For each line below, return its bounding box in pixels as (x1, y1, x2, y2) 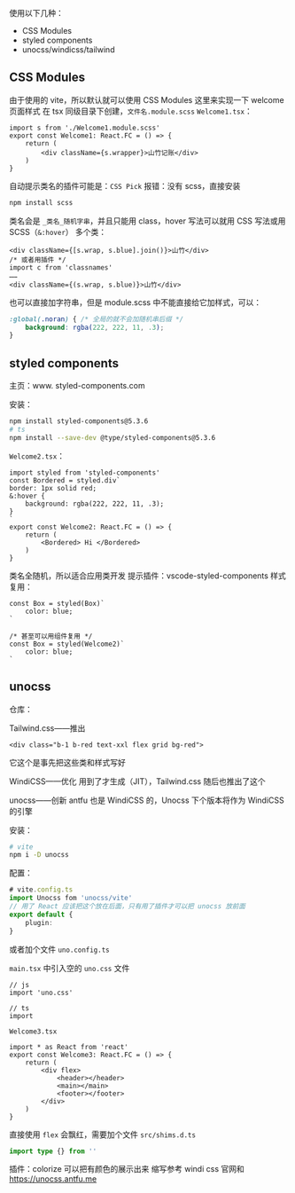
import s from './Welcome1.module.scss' (9, 123, 161, 132)
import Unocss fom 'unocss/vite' (9, 894, 133, 903)
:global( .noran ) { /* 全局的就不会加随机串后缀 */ (9, 314, 184, 324)
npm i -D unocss (9, 851, 69, 859)
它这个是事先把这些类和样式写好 (9, 757, 126, 767)
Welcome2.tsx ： (9, 451, 65, 461)
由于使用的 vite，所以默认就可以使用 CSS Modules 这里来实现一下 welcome (9, 94, 285, 105)
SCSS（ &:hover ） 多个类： (9, 226, 107, 237)
